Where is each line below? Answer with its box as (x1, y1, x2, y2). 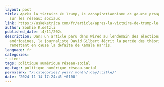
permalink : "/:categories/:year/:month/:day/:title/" (5, 70, 117, 75)
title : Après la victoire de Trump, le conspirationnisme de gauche (5, 12, 147, 16)
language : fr (5, 47, 32, 52)
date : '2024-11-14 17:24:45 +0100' (5, 74, 78, 79)
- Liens (5, 57, 21, 61)
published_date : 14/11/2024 (5, 29, 62, 34)
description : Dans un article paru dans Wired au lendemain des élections (5, 34, 161, 39)
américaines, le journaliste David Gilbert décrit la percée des (9, 39, 145, 43)
